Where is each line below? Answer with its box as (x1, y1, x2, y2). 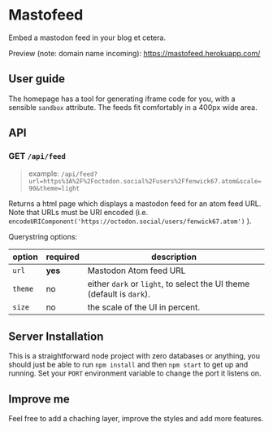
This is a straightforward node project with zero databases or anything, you (8, 351, 261, 361)
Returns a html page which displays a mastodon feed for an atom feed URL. (8, 199, 262, 209)
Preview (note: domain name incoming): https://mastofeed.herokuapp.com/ (8, 48, 261, 58)
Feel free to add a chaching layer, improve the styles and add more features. (8, 414, 264, 424)
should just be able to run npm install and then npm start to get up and (8, 360, 249, 370)
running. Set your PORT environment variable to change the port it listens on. (8, 368, 262, 378)
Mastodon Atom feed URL (87, 265, 186, 276)
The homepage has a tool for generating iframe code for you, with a (8, 94, 236, 103)
